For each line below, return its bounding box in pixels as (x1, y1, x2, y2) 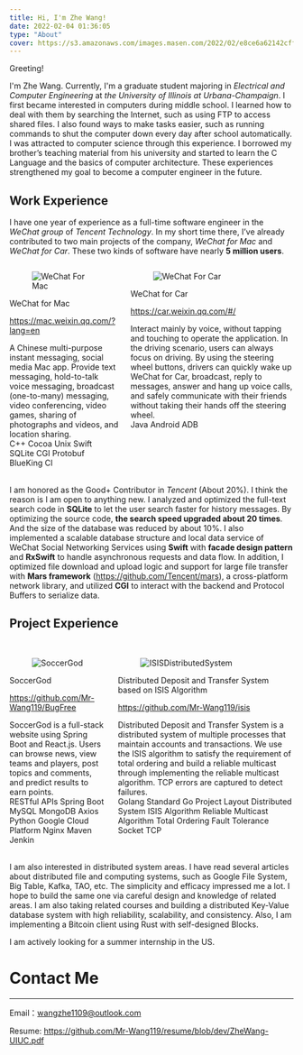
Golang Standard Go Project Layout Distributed (117, 795, 292, 807)
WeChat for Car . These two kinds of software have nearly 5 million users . (9, 245, 284, 257)
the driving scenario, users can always (130, 343, 274, 353)
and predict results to (9, 776, 88, 787)
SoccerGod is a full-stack (9, 719, 104, 730)
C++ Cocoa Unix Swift (9, 438, 93, 449)
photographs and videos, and (9, 419, 119, 430)
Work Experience (9, 193, 109, 208)
